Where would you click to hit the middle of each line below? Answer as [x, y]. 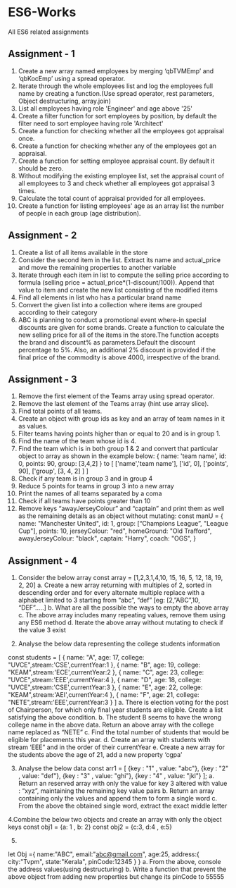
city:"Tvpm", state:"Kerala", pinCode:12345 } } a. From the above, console [114, 862]
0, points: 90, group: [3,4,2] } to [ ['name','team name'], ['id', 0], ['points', [123, 464]
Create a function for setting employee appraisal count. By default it [116, 161]
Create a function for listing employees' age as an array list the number [121, 206]
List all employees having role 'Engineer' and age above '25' [105, 108]
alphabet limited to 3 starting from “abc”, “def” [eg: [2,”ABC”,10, [109, 600]
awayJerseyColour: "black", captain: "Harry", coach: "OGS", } [107, 538]
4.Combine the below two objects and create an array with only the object [115, 820]
